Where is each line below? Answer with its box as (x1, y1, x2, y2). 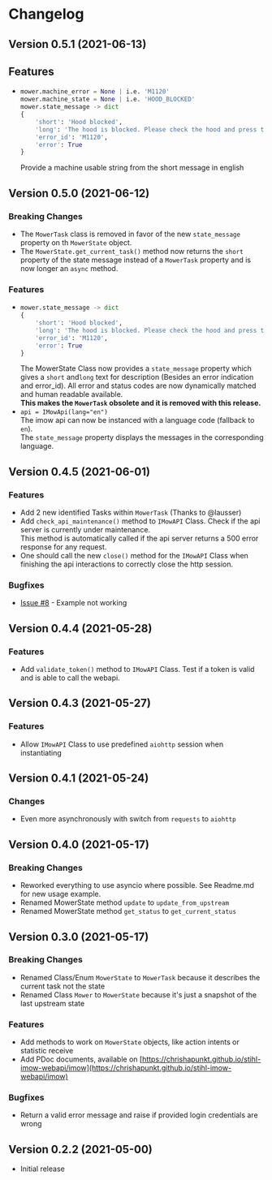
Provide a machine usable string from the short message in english (19, 163, 244, 173)
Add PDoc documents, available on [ (19, 1054, 143, 1064)
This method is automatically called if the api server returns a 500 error (19, 533, 259, 544)
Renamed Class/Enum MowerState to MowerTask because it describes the (19, 972, 261, 982)
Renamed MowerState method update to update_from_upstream (19, 898, 230, 907)
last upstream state (19, 998, 85, 1008)
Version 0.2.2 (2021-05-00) (8, 1142, 153, 1156)
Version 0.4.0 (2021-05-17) (8, 838, 150, 851)
